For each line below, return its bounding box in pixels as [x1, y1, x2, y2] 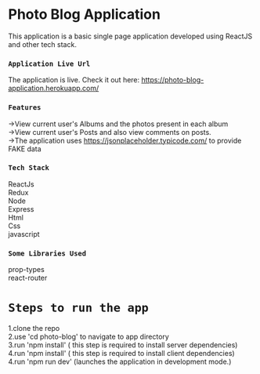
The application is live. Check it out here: [8, 75, 140, 85]
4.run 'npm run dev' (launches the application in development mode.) [8, 357, 232, 366]
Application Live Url [8, 59, 91, 68]
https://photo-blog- [141, 75, 204, 85]
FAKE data [8, 143, 42, 154]
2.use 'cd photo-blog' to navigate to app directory [8, 332, 170, 342]
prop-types [8, 265, 45, 274]
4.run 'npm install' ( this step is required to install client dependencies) [8, 349, 235, 358]
